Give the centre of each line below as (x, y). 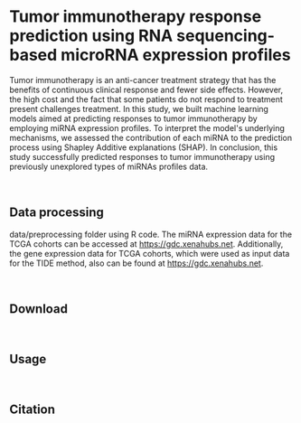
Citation (33, 409)
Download (38, 309)
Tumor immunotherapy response (136, 17)
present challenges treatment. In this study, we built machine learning (139, 108)
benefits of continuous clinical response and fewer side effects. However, (146, 89)
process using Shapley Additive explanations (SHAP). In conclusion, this (144, 147)
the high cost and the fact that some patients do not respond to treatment (146, 99)
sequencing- (226, 36)
